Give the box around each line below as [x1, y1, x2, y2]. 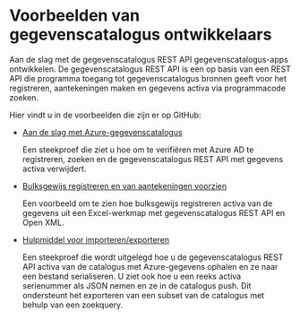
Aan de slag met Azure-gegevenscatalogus [21, 126, 183, 137]
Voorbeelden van [9, 5, 141, 26]
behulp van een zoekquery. [21, 299, 124, 310]
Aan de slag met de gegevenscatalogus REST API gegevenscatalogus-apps [9, 54, 288, 65]
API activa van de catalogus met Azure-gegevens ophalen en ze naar [21, 261, 279, 272]
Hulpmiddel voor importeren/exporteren [21, 234, 170, 245]
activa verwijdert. [21, 163, 87, 174]
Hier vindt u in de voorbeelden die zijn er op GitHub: [9, 109, 201, 120]
